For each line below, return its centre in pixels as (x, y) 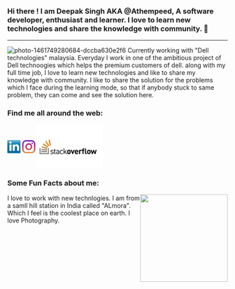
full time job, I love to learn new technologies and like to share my (101, 73)
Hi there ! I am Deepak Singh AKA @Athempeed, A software (111, 11)
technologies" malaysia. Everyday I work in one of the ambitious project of (114, 58)
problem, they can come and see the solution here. (80, 95)
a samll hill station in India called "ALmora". (69, 205)
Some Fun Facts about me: (53, 183)
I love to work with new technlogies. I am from (73, 198)
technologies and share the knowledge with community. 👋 (108, 29)
